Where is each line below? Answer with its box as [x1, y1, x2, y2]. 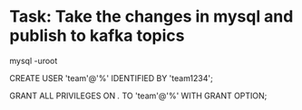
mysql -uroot [9, 55, 58, 66]
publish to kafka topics [9, 25, 185, 46]
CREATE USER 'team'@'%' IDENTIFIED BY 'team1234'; [9, 72, 213, 83]
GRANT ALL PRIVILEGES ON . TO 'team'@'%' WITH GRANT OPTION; [9, 90, 268, 101]
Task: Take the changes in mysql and [9, 6, 294, 27]
